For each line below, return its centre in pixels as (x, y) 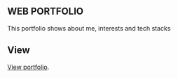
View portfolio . (28, 67)
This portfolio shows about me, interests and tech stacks (89, 28)
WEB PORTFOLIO (46, 11)
